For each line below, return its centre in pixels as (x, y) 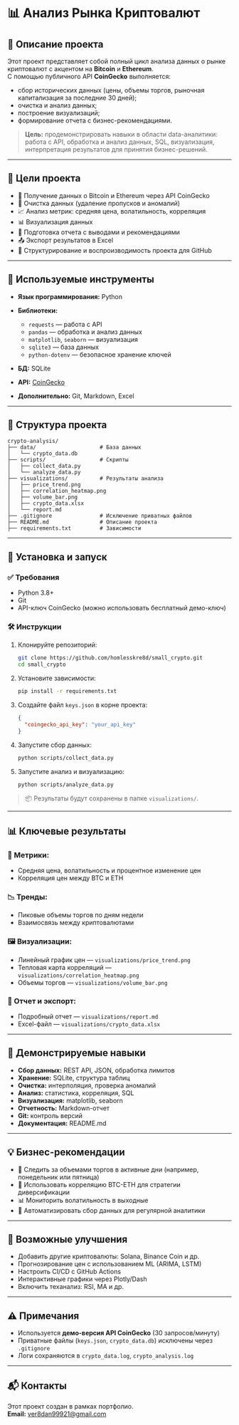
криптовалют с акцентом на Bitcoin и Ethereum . (81, 69)
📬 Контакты (37, 1385)
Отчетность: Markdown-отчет (64, 1108)
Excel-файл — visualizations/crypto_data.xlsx (89, 1024)
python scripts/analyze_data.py (65, 784)
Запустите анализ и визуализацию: (71, 771)
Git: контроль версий (50, 1115)
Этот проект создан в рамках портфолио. (70, 1406)
